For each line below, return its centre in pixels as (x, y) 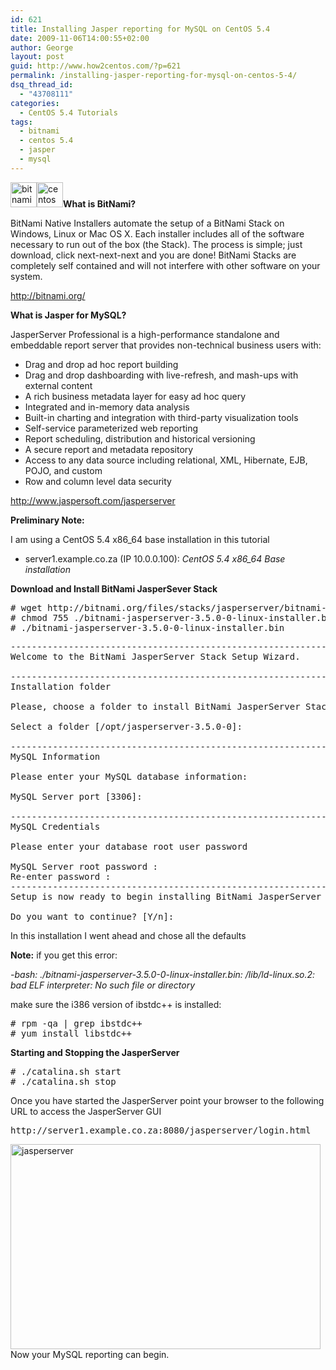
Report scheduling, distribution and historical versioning (140, 438)
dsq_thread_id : (42, 85)
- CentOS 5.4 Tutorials (68, 112)
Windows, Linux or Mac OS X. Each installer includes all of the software (157, 233)
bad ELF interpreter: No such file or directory (103, 985)
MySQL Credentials (55, 826)
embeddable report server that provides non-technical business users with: (166, 345)
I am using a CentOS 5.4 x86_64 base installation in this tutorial (140, 539)
